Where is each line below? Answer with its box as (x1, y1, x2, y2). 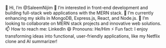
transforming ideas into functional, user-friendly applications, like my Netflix (5, 33, 160, 39)
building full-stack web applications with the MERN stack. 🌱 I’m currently (5, 10, 154, 16)
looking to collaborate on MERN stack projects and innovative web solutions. (5, 20, 162, 26)
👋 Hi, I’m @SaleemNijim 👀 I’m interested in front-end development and (5, 5, 148, 10)
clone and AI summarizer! (5, 39, 57, 44)
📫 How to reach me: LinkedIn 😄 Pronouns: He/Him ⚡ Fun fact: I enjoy (5, 26, 148, 32)
